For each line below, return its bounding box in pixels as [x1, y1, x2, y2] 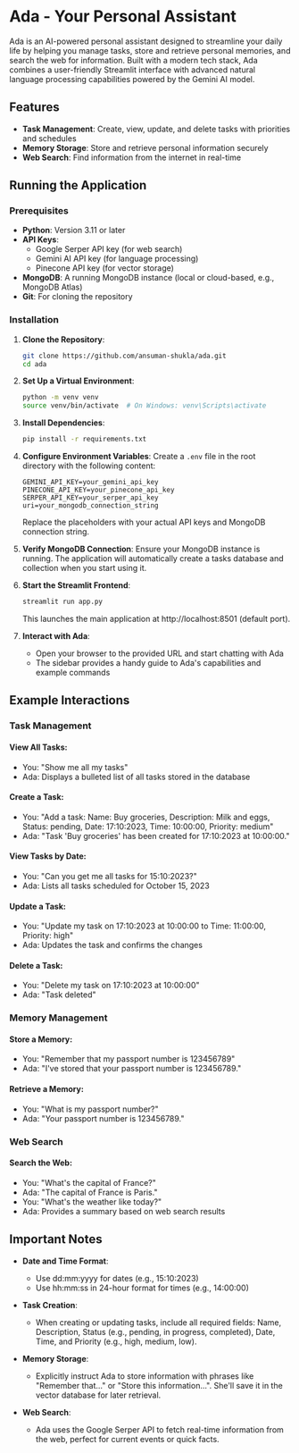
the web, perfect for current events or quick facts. [35, 1433, 220, 1444]
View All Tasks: [9, 742, 68, 752]
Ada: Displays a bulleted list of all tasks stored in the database [21, 771, 251, 782]
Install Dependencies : [21, 417, 105, 428]
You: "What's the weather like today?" [21, 1196, 162, 1207]
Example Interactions [9, 693, 130, 708]
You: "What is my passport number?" [21, 1104, 159, 1114]
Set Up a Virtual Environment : [21, 375, 135, 386]
